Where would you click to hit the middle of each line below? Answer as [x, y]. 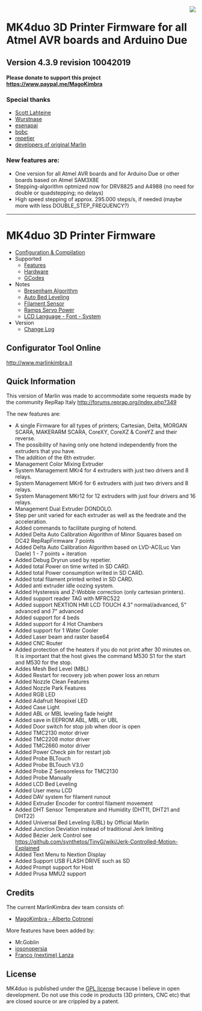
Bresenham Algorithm [51, 290]
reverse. [25, 439]
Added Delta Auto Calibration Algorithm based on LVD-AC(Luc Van [97, 547]
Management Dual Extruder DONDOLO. [64, 509]
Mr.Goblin [27, 942]
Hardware [36, 271]
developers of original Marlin [50, 145]
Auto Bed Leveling [47, 297]
